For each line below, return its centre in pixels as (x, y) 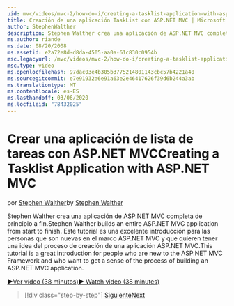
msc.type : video (31, 66)
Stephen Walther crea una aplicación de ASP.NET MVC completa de (105, 216)
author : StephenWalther (42, 26)
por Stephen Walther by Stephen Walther (65, 202)
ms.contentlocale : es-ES (43, 91)
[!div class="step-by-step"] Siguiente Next (85, 295)
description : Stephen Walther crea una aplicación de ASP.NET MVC (106, 33)
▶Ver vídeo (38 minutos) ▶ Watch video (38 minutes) (84, 281)
